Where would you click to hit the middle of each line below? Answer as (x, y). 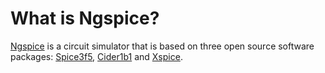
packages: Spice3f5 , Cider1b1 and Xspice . (96, 56)
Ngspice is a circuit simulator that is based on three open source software (162, 46)
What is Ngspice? (85, 18)
